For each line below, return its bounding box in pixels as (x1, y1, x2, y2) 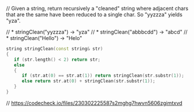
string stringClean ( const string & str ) (6, 46, 103, 52)
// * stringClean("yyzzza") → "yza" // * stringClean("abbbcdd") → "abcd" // (6, 28, 188, 35)
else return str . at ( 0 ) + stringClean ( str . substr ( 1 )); (21, 78, 156, 84)
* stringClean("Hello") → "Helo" (6, 35, 82, 41)
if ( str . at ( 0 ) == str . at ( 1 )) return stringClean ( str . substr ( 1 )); (21, 73, 185, 79)
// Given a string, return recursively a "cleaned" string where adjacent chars (6, 5, 189, 12)
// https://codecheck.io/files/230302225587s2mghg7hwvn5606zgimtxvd (6, 99, 183, 106)
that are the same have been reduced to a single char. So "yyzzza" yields (6, 11, 183, 18)
